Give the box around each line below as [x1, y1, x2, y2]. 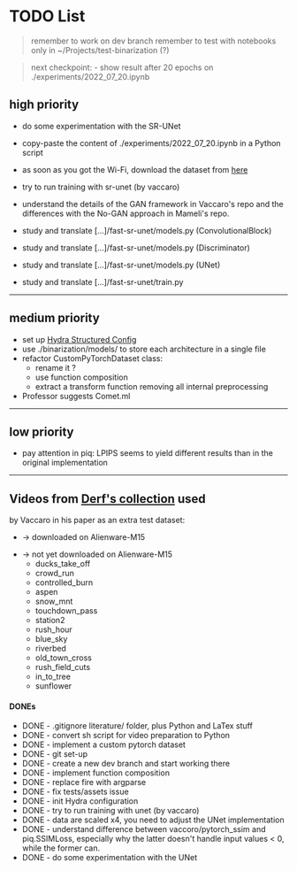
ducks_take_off [34, 559, 91, 569]
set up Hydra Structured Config [21, 334, 137, 344]
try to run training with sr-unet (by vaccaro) [21, 181, 180, 192]
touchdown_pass [34, 605, 98, 616]
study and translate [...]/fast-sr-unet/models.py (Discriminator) [21, 242, 250, 253]
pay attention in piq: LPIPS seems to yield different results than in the [21, 448, 274, 459]
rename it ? [34, 362, 77, 373]
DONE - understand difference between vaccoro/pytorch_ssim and [21, 824, 266, 835]
